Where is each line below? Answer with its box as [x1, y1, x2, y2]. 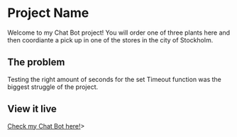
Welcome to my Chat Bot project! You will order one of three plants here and [7, 28, 231, 37]
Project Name [7, 5, 89, 21]
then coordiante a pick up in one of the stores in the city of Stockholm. [7, 35, 214, 44]
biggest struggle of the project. [7, 83, 99, 91]
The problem [7, 56, 65, 68]
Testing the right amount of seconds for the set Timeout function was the [7, 75, 222, 83]
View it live [7, 103, 57, 115]
